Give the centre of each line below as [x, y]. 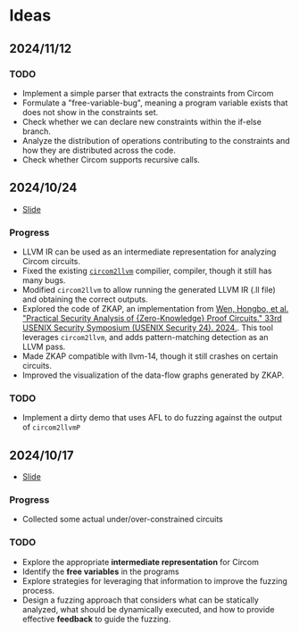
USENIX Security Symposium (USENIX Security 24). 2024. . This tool [148, 328]
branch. [37, 131]
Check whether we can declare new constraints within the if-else [141, 121]
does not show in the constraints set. [90, 112]
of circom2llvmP [51, 427]
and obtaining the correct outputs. [85, 299]
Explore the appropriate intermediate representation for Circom [140, 562]
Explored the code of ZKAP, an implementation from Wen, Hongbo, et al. [155, 308]
